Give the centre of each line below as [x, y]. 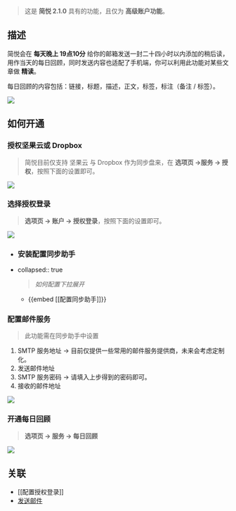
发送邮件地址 [36, 368]
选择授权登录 [29, 204]
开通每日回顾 [29, 419]
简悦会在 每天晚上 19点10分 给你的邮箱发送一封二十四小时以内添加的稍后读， [118, 53]
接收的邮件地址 [39, 386]
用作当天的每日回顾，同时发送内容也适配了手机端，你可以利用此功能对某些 [115, 62]
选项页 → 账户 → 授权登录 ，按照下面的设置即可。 [95, 220]
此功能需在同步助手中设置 [61, 336]
